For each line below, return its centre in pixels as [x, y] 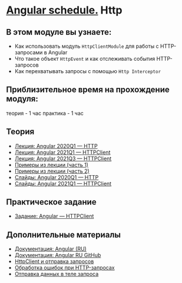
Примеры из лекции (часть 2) [52, 171]
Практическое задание [51, 202]
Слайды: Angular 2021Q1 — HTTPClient [63, 183]
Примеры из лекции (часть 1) [51, 164]
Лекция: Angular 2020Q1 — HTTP [56, 146]
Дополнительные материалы [64, 234]
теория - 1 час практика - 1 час [45, 113]
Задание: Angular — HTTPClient [54, 216]
